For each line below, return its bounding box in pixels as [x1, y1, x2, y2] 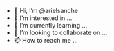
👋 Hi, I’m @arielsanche [13, 7, 78, 14]
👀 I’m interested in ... [13, 14, 73, 22]
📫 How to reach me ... [13, 37, 78, 44]
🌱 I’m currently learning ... [13, 21, 88, 29]
